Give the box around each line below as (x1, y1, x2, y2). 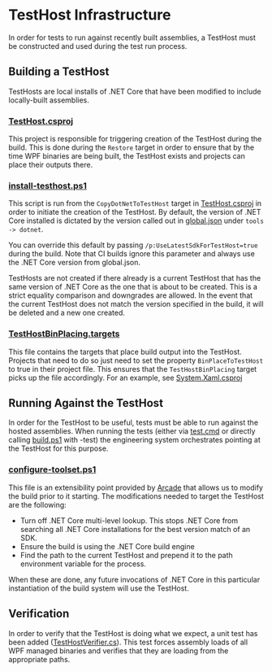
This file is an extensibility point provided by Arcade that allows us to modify (8, 482, 264, 492)
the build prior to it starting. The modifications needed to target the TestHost (8, 491, 264, 501)
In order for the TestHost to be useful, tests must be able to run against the (8, 417, 258, 428)
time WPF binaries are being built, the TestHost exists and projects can (8, 151, 245, 161)
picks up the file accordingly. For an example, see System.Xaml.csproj (8, 373, 243, 382)
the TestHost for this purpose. (8, 443, 109, 453)
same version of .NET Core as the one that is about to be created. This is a (8, 282, 258, 292)
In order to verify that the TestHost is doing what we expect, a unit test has (8, 628, 258, 638)
